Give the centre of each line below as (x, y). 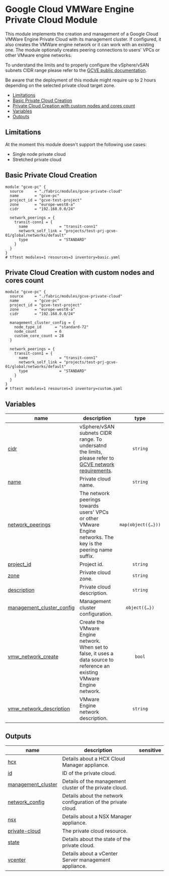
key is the (91, 544)
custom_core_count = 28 (39, 336)
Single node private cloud (39, 154)
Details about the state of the (96, 839)
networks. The (97, 537)
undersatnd (93, 446)
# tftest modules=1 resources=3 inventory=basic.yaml (63, 257)
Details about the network (93, 796)
